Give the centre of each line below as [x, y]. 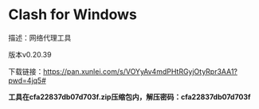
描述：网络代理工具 [40, 37]
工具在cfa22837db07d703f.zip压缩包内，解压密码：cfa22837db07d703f [129, 96]
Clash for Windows [73, 15]
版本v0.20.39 [30, 54]
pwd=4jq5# [27, 80]
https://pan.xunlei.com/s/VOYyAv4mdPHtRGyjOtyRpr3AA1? [140, 71]
